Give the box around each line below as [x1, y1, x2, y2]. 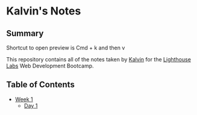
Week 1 [14, 95, 33, 103]
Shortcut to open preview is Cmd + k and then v [6, 44, 125, 51]
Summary [6, 28, 44, 39]
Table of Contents [6, 79, 75, 90]
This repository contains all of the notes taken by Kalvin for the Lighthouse [6, 56, 192, 63]
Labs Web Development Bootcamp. [6, 62, 95, 69]
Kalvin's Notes [6, 4, 81, 18]
